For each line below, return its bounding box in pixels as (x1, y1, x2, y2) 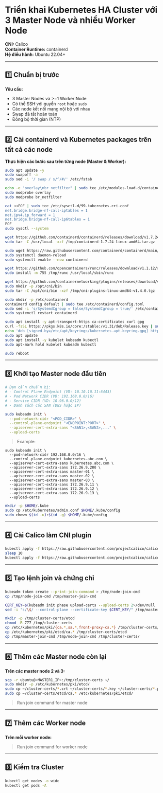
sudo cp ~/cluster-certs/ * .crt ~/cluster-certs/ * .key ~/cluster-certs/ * (5, 686, 155, 691)
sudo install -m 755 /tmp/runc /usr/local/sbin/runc (5, 270, 114, 275)
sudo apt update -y (5, 168, 45, 173)
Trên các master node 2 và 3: (5, 668, 65, 674)
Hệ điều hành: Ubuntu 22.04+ (5, 51, 65, 57)
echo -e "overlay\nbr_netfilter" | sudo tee (5, 186, 97, 191)
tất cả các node (5, 145, 53, 154)
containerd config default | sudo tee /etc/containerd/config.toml (5, 302, 145, 306)
